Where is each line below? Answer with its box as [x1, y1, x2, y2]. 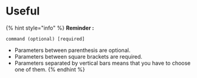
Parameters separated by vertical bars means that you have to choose [14, 59, 191, 67]
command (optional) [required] [5, 36, 85, 42]
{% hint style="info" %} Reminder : [5, 24, 94, 31]
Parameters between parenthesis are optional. [14, 47, 131, 54]
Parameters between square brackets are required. [14, 53, 143, 60]
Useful [5, 4, 40, 18]
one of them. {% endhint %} [14, 65, 86, 73]
